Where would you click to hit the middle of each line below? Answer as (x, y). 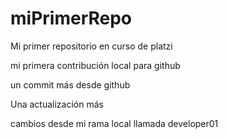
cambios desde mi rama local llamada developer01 (114, 123)
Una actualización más (57, 104)
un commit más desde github (70, 84)
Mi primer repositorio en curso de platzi (91, 46)
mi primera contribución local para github (95, 65)
